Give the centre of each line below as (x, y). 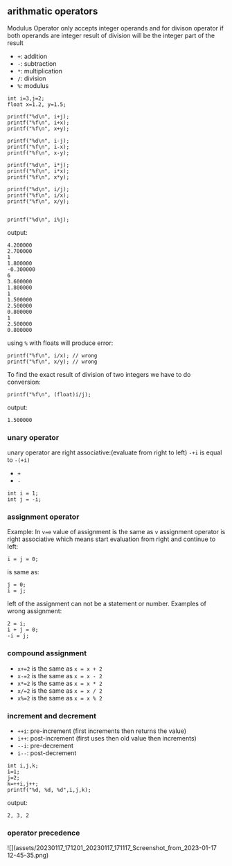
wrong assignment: (35, 611)
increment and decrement (52, 716)
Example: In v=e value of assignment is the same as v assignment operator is (116, 532)
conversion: (24, 382)
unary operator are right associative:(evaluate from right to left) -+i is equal (115, 452)
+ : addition (32, 56)
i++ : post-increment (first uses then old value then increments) (107, 738)
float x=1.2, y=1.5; (37, 104)
